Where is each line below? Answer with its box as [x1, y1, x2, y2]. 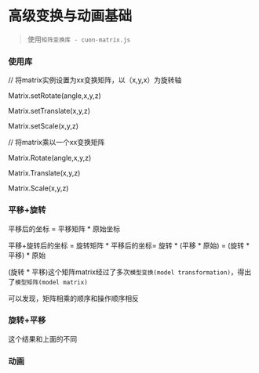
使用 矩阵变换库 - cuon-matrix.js [27, 34, 131, 44]
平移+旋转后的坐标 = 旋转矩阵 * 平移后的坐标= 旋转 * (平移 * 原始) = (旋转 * [8, 241, 250, 250]
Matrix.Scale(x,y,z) [8, 183, 69, 193]
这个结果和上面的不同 [8, 334, 77, 343]
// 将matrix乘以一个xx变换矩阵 [8, 138, 105, 147]
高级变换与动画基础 [8, 7, 133, 25]
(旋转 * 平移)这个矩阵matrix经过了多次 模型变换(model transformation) [8, 267, 232, 277]
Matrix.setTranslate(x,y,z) [8, 107, 91, 116]
